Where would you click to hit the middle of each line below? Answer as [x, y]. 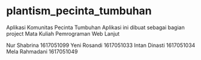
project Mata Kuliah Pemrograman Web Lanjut [63, 33]
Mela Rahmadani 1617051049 [42, 51]
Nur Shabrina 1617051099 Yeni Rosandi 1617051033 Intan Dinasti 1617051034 [101, 45]
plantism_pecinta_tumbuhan [79, 11]
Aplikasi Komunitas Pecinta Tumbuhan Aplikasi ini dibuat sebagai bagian [95, 27]
